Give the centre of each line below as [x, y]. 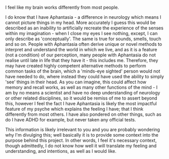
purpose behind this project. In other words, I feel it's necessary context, [81, 140]
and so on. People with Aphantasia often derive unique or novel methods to [84, 44]
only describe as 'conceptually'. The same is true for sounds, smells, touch [83, 39]
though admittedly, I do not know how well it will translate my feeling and [81, 146]
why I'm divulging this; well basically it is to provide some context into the [82, 135]
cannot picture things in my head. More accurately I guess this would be [80, 23]
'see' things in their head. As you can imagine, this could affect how [76, 82]
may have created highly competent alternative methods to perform [76, 66]
